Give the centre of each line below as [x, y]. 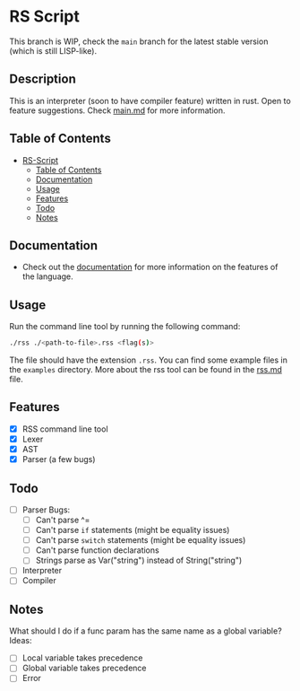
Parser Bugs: [46, 510]
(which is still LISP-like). [53, 50]
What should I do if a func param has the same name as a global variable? [146, 631]
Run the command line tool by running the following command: [125, 327]
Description [43, 79]
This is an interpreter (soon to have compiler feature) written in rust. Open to [150, 101]
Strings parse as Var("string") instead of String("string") [139, 560]
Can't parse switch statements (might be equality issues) [141, 540]
